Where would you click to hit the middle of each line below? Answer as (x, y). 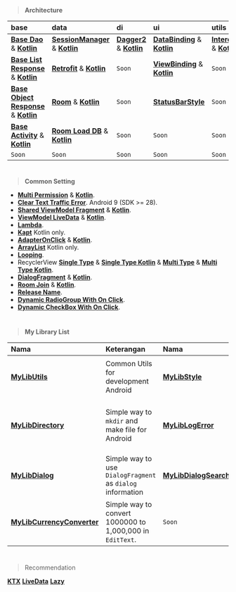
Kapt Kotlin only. (41, 232)
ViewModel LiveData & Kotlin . (62, 218)
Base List (26, 59)
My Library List (47, 332)
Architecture (44, 10)
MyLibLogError (188, 425)
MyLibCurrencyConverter (55, 522)
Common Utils (129, 364)
